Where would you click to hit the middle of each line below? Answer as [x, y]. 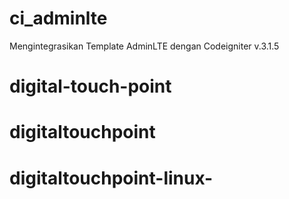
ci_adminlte [58, 18]
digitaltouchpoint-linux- [111, 178]
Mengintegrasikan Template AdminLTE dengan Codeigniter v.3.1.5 [144, 46]
